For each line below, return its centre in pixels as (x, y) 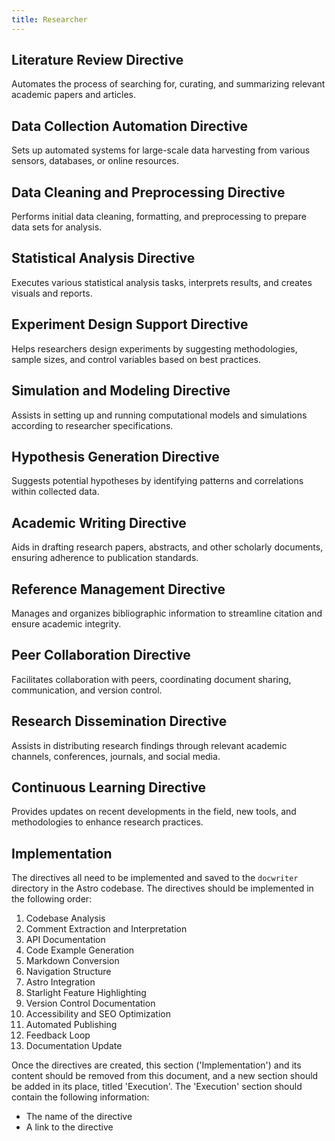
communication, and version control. (87, 690)
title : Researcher (49, 19)
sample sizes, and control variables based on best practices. (136, 359)
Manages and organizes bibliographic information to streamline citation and (167, 613)
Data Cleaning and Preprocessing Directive (148, 192)
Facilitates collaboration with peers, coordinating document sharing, (151, 679)
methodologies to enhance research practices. (107, 822)
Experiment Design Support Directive (130, 324)
